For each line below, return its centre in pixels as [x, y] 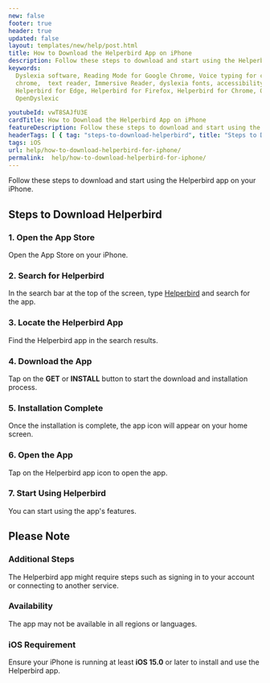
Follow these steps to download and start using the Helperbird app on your [132, 180]
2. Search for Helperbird [56, 275]
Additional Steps [41, 559]
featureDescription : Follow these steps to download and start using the [135, 128]
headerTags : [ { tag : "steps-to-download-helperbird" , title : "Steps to [133, 135]
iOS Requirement [42, 644]
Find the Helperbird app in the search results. [83, 340]
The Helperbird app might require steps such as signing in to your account [131, 577]
